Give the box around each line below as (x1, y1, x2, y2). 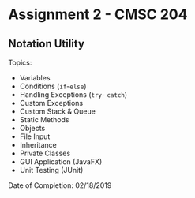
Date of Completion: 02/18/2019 (8, 181, 112, 190)
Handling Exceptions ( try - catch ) (19, 90, 128, 99)
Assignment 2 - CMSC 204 (8, 6, 188, 24)
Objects (19, 124, 46, 133)
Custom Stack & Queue (19, 106, 96, 116)
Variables (19, 73, 51, 82)
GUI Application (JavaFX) (19, 157, 103, 166)
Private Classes (19, 148, 71, 158)
